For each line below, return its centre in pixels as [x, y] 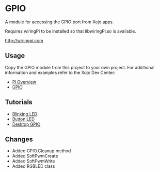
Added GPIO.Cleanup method [41, 151]
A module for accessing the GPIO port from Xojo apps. [59, 22]
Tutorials [19, 102]
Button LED [23, 119]
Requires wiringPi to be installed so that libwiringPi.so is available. [71, 31]
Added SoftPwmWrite [33, 161]
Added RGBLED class [33, 166]
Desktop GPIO [26, 124]
